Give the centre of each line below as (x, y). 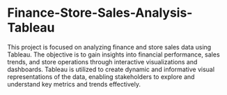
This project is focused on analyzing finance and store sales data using (109, 47)
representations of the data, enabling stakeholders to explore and (101, 76)
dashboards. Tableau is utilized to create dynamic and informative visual (111, 69)
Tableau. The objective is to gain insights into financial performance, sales (114, 54)
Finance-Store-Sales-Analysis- (100, 13)
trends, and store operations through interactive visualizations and (102, 61)
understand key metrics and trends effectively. (74, 84)
